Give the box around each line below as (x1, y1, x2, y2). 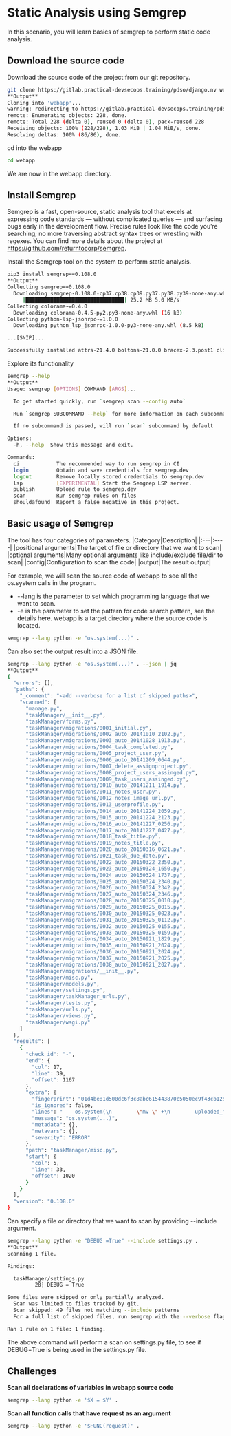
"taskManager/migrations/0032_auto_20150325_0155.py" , (25, 922, 186, 930)
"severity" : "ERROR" (32, 1134, 91, 1141)
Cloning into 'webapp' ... (7, 99, 81, 106)
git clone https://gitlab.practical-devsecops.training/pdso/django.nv (7, 86, 217, 94)
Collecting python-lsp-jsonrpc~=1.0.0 (7, 315, 118, 323)
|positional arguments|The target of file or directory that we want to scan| (13, 543, 222, 551)
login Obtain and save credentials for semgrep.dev (13, 467, 189, 474)
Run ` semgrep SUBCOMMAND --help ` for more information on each (13, 410, 198, 417)
